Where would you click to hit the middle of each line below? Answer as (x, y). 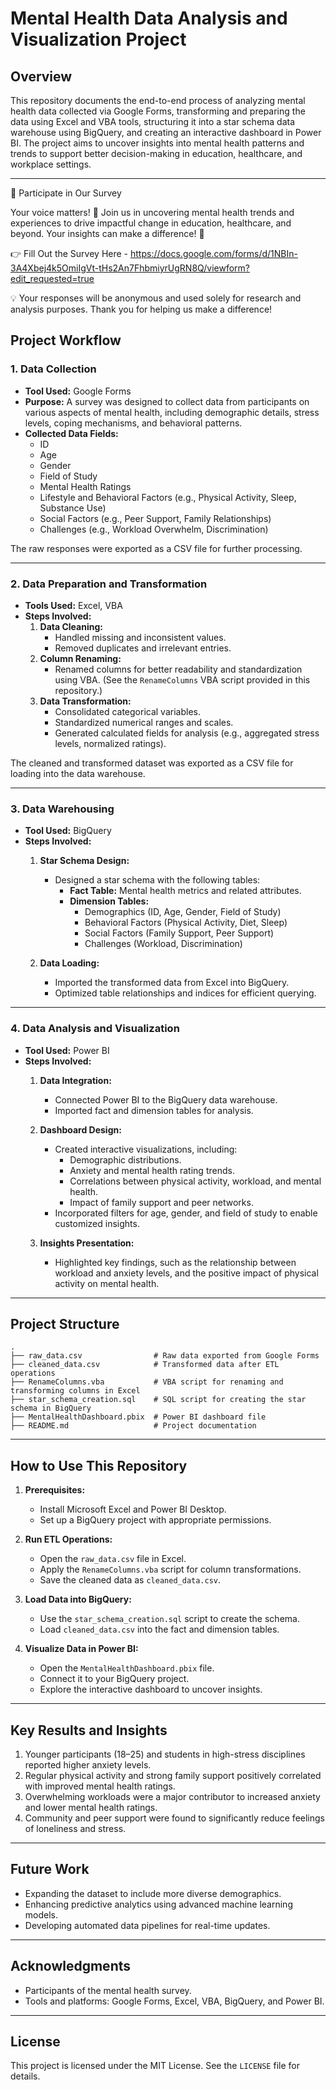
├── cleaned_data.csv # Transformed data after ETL (145, 1365)
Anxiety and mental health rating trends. (152, 1170)
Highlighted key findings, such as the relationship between (175, 1262)
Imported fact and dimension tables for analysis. (154, 1110)
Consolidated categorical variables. (127, 711)
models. (41, 1914)
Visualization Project (98, 39)
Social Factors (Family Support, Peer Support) (179, 933)
